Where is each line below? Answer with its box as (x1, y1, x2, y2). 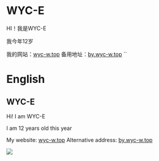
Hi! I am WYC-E (6, 112, 46, 120)
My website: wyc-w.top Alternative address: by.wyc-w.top (6, 136, 153, 143)
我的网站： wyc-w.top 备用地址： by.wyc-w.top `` (6, 50, 127, 58)
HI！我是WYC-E (6, 24, 47, 32)
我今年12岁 (6, 37, 34, 45)
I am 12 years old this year (6, 124, 72, 132)
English (6, 73, 45, 86)
